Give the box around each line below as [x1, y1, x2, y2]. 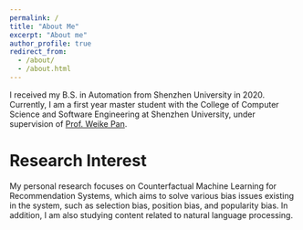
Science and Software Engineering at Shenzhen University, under [9, 109, 256, 120]
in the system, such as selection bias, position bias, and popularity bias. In [9, 200, 288, 211]
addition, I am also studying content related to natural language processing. [9, 209, 294, 220]
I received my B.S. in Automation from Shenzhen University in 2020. [9, 89, 266, 100]
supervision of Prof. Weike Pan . [9, 118, 128, 129]
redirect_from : [9, 47, 68, 57]
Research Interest [9, 151, 148, 172]
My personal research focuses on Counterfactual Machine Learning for [9, 180, 277, 192]
